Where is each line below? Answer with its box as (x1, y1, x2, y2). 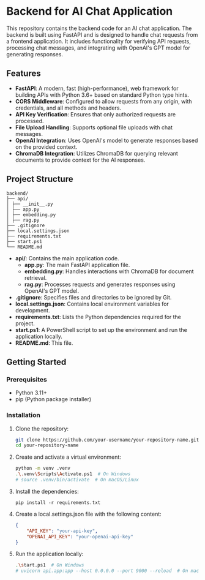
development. (15, 306, 50, 314)
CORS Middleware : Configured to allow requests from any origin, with (15, 97, 192, 105)
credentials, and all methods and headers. (15, 104, 121, 111)
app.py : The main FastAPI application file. (24, 261, 130, 268)
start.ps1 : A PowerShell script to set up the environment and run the (15, 326, 188, 333)
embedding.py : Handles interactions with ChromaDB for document (24, 268, 194, 275)
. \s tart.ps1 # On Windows (15, 562, 84, 568)
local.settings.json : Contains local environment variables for (15, 300, 170, 307)
